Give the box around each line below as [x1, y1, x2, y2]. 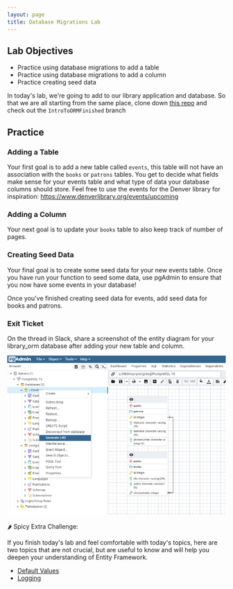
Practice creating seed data [17, 78, 97, 87]
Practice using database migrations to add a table [17, 63, 159, 72]
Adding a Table [7, 147, 59, 157]
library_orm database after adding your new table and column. [7, 342, 185, 350]
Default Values [17, 567, 60, 575]
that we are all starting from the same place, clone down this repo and [7, 99, 207, 107]
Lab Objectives [7, 45, 74, 57]
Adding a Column [7, 209, 67, 219]
